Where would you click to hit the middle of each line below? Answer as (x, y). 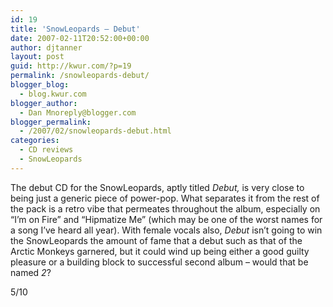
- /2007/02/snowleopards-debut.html (95, 131)
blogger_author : (44, 103)
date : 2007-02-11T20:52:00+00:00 (80, 38)
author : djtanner (46, 47)
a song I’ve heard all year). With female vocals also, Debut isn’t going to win (166, 230)
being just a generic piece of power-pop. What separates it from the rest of (165, 198)
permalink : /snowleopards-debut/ (80, 76)
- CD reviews (46, 150)
